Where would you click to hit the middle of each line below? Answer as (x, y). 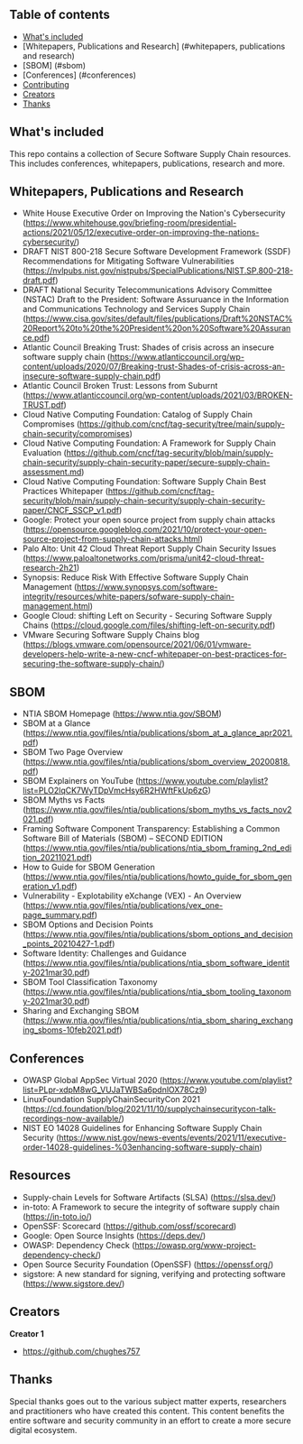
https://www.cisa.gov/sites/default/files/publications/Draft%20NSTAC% (159, 318)
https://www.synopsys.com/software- (147, 587)
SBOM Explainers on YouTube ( (80, 781)
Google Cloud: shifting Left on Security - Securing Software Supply (147, 616)
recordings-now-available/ (72, 1118)
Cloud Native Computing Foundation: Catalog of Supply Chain (137, 415)
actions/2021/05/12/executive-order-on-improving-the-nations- (141, 233)
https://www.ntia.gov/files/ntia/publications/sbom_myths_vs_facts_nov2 (159, 810)
